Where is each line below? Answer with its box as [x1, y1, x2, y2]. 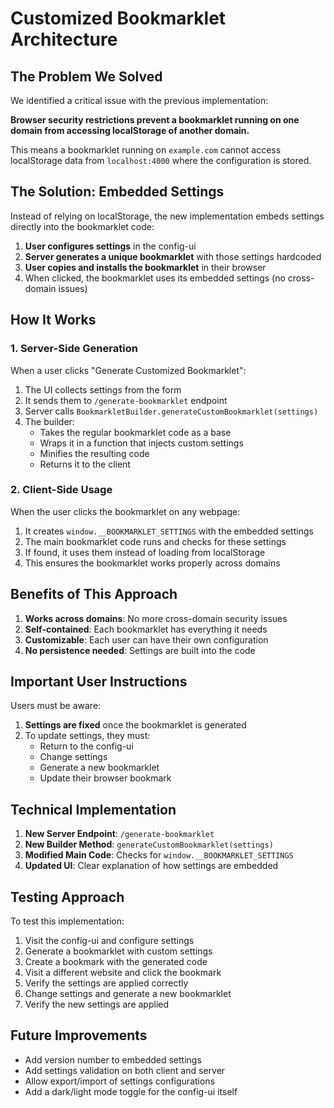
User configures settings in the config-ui [24, 240, 197, 252]
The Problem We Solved [10, 68, 163, 85]
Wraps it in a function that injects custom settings [39, 437, 244, 449]
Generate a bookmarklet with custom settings [24, 945, 213, 957]
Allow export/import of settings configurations [24, 1075, 216, 1087]
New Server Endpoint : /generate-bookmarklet [24, 828, 215, 840]
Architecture [10, 28, 118, 51]
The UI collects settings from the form [24, 383, 182, 396]
